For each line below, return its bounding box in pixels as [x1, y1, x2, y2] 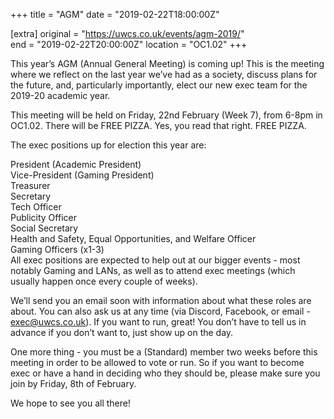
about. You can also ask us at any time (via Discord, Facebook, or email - [10, 305, 311, 317]
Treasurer [10, 180, 51, 191]
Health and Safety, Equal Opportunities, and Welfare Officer [10, 233, 257, 244]
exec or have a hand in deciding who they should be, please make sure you [10, 367, 321, 379]
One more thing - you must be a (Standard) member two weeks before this [10, 346, 318, 358]
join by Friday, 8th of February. [10, 378, 137, 389]
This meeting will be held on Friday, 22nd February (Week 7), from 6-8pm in [10, 109, 323, 121]
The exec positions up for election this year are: [10, 139, 207, 151]
